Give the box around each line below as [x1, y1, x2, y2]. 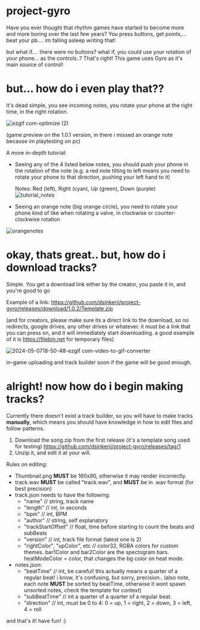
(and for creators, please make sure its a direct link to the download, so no [6, 316, 189, 323]
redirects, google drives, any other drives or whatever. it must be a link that [6, 323, 191, 330]
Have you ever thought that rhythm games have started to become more [6, 24, 184, 31]
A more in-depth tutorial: [6, 149, 67, 156]
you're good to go [6, 287, 51, 294]
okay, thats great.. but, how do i [6, 248, 166, 262]
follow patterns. [6, 424, 45, 432]
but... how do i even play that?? [6, 82, 164, 96]
